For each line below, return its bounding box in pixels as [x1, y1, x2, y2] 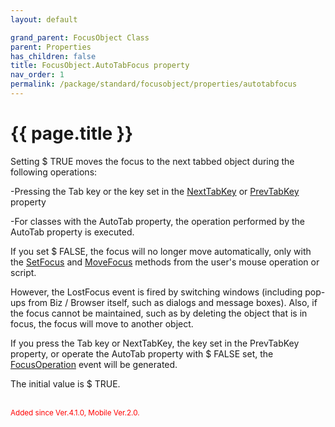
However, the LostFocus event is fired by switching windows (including [10, 286, 303, 298]
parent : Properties [10, 42, 92, 52]
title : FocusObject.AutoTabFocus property [10, 61, 190, 71]
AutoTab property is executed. [10, 226, 135, 238]
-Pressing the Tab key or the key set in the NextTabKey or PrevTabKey [10, 185, 300, 197]
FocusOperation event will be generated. [10, 358, 178, 370]
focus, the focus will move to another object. [10, 317, 194, 330]
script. [10, 266, 37, 278]
